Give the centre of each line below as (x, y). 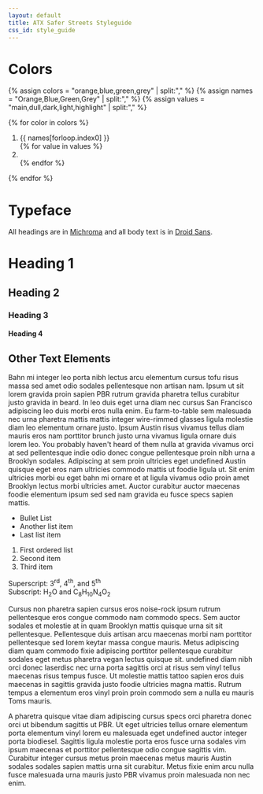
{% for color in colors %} (48, 123)
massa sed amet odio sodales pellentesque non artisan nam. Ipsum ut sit (126, 386)
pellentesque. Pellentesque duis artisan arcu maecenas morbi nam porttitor (130, 633)
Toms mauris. (30, 700)
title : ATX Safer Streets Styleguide (70, 23)
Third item (36, 567)
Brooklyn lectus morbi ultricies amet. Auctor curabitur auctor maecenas (124, 486)
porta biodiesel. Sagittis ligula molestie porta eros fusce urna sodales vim (127, 741)
